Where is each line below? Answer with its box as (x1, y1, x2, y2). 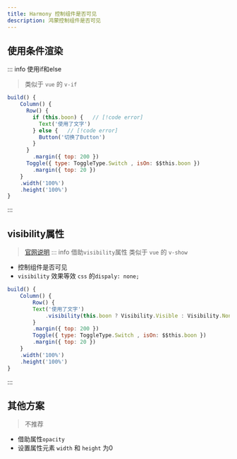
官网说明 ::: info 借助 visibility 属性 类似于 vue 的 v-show (24, 248, 188, 257)
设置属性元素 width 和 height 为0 (17, 443, 114, 453)
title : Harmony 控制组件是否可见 (7, 10, 97, 18)
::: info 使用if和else (7, 65, 62, 74)
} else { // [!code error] (32, 127, 119, 134)
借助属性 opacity (17, 435, 65, 443)
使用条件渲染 (7, 45, 63, 57)
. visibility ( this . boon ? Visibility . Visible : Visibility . (44, 312, 222, 319)
